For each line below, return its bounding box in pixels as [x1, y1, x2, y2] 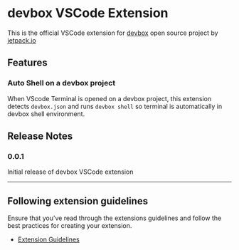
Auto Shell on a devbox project [7, 78, 116, 88]
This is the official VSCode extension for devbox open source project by [7, 28, 218, 37]
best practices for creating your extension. [7, 222, 132, 230]
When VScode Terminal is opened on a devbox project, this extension [7, 94, 212, 103]
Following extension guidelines [7, 194, 148, 207]
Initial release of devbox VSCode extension [7, 167, 134, 176]
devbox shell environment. [7, 109, 85, 118]
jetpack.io [7, 36, 37, 44]
